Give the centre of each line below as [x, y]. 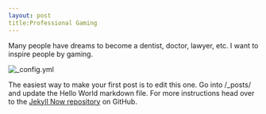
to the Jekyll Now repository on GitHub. [73, 101]
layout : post [30, 15]
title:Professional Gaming [53, 23]
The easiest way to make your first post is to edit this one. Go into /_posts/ [130, 85]
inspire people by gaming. [51, 54]
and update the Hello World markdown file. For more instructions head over [131, 93]
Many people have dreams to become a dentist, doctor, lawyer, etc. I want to [133, 45]
